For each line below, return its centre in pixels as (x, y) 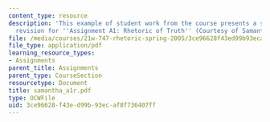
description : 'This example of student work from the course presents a (133, 23)
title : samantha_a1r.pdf (50, 90)
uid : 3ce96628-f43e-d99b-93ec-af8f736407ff (82, 105)
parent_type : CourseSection (55, 75)
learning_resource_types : (51, 53)
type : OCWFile (32, 98)
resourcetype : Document (48, 83)
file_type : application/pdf (55, 46)
